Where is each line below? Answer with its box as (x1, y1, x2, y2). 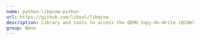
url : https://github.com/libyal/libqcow (6, 14, 109, 20)
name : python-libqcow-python (6, 8, 79, 15)
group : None (6, 25, 36, 31)
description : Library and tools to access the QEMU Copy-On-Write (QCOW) (6, 19, 195, 25)
